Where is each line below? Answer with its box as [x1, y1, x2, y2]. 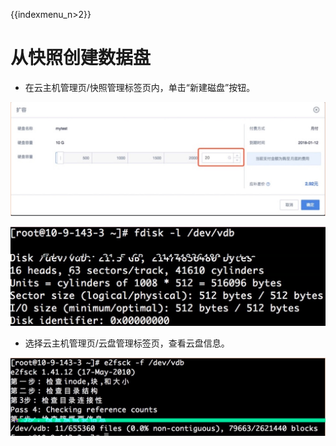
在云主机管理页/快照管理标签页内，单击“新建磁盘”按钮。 [24, 81, 256, 93]
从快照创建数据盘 [10, 47, 152, 69]
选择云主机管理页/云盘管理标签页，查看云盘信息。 [24, 337, 230, 349]
